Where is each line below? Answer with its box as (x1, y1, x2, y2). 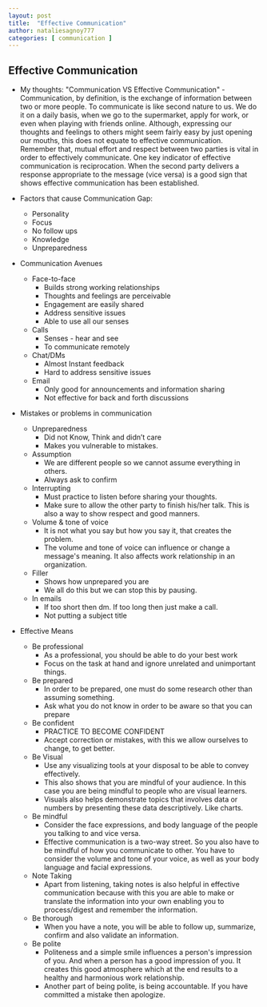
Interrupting (31, 484, 71, 493)
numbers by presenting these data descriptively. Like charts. (43, 803, 244, 813)
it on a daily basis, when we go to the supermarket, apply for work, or (19, 110, 249, 120)
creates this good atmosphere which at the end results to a (43, 965, 238, 974)
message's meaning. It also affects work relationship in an (43, 551, 236, 561)
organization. (43, 560, 88, 570)
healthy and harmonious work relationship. (43, 973, 185, 983)
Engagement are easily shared (43, 300, 144, 309)
